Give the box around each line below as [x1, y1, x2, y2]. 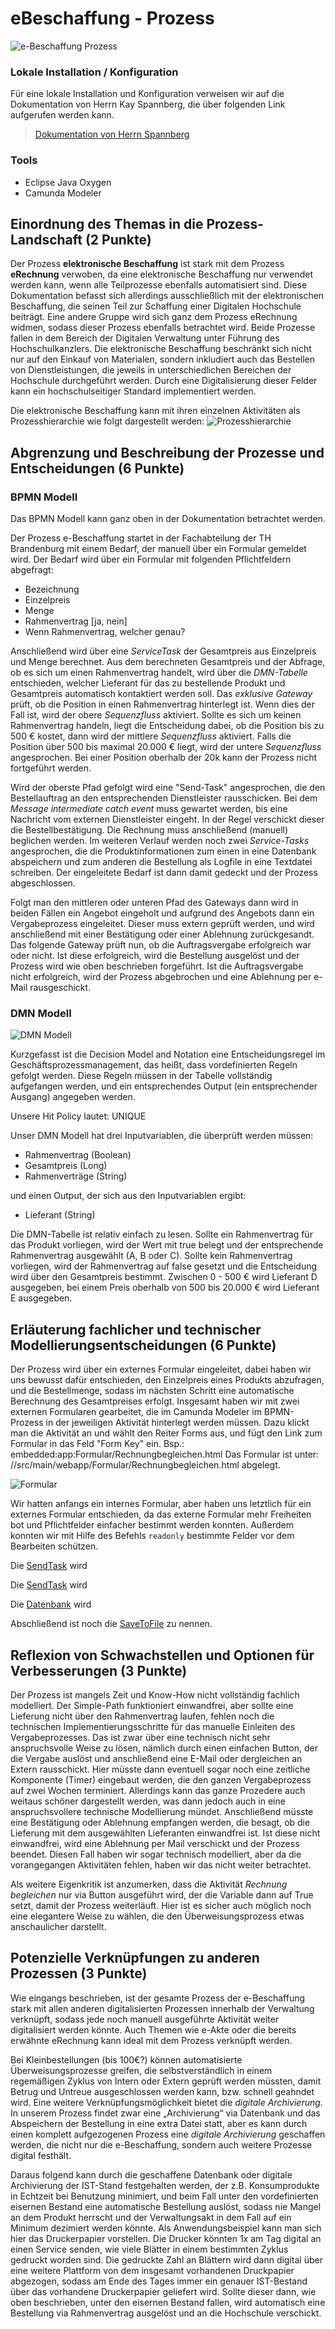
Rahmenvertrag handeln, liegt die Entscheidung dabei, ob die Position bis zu [10, 720, 325, 732]
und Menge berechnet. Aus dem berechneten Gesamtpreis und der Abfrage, [10, 656, 326, 668]
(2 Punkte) [84, 231, 152, 248]
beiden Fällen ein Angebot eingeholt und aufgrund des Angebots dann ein [10, 907, 315, 919]
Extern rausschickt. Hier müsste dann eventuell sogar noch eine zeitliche [10, 1763, 311, 1775]
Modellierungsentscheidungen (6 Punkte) [10, 1337, 277, 1354]
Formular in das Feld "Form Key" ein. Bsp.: [10, 1438, 185, 1450]
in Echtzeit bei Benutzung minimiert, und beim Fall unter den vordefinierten [10, 2190, 319, 2202]
